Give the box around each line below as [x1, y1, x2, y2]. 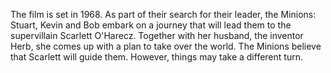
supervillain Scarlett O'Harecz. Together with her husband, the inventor [10, 30, 304, 41]
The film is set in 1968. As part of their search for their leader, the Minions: [10, 9, 317, 20]
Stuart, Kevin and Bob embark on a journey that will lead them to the [10, 19, 292, 31]
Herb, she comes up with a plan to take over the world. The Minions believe [10, 40, 322, 52]
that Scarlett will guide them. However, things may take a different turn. [10, 51, 303, 63]
